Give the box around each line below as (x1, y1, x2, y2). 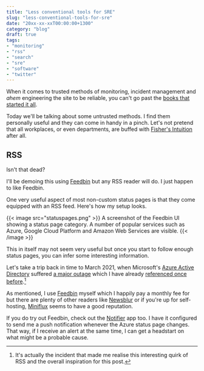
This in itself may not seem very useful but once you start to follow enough (6, 246, 194, 253)
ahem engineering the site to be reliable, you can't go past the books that (6, 94, 190, 102)
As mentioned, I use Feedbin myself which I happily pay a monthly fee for (6, 289, 190, 297)
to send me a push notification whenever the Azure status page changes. (6, 320, 190, 328)
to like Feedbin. (6, 184, 44, 192)
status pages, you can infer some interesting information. (6, 252, 149, 260)
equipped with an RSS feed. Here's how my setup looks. (6, 202, 147, 210)
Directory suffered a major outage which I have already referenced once (6, 270, 187, 278)
